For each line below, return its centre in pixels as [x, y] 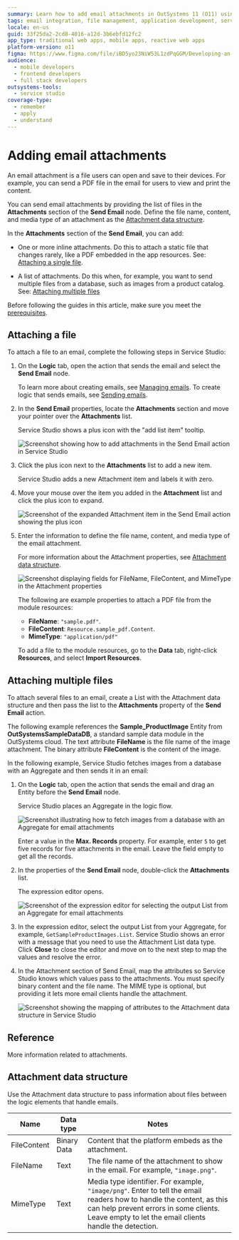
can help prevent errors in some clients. [154, 1208]
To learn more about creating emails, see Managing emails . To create [119, 387]
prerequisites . [28, 312]
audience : [22, 61]
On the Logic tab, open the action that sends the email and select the [119, 366]
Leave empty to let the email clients [147, 1217]
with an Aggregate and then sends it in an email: [78, 771]
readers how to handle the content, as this [158, 1199]
